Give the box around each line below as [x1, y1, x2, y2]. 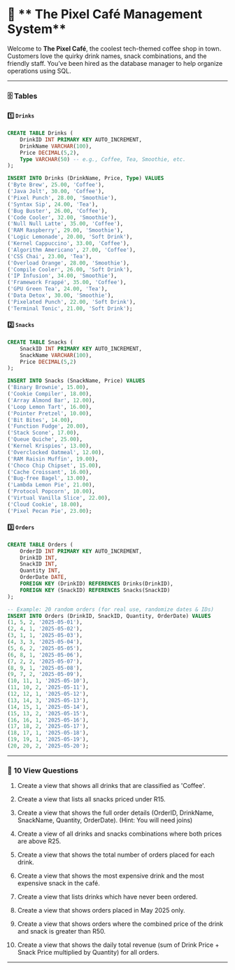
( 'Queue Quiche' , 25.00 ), [7, 436, 83, 443]
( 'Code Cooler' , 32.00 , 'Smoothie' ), [7, 213, 117, 221]
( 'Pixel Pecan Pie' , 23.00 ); [7, 507, 92, 514]
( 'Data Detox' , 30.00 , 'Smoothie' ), [7, 292, 114, 300]
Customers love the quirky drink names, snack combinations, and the [7, 52, 207, 60]
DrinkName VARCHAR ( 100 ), [20, 143, 92, 150]
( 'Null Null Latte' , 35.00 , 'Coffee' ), [7, 220, 124, 227]
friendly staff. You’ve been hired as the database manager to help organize [7, 59, 223, 67]
